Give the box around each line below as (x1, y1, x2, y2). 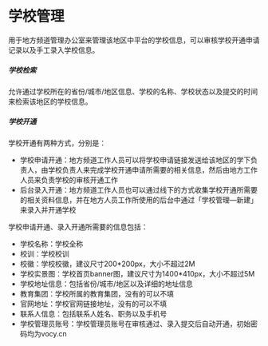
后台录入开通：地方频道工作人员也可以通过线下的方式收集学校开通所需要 (19, 185, 258, 194)
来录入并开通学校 (19, 205, 77, 214)
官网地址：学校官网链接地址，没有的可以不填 (19, 299, 167, 308)
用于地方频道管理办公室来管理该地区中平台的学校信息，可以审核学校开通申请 (8, 35, 260, 45)
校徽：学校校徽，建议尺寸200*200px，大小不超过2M (19, 259, 195, 268)
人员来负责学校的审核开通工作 (19, 175, 118, 185)
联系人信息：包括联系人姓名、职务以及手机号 (19, 308, 167, 318)
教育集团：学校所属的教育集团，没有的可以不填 (19, 288, 174, 298)
